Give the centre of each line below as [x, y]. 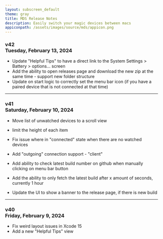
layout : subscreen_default [32, 9]
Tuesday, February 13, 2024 [39, 50]
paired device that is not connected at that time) [60, 87]
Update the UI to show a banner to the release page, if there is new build [85, 192]
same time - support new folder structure [53, 77]
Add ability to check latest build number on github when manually [77, 163]
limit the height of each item [40, 130]
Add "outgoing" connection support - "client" [57, 154]
